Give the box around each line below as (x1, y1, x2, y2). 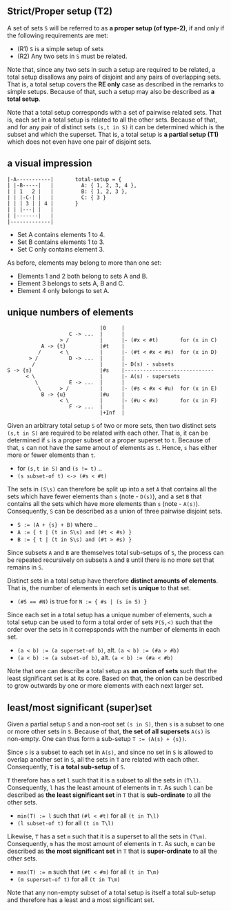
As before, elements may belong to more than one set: (7, 259, 162, 267)
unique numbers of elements (7, 307, 134, 319)
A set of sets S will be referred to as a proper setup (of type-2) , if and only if (7, 24, 225, 32)
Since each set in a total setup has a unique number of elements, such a (7, 611, 212, 619)
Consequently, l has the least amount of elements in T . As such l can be (7, 784, 213, 792)
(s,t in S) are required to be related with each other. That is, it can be (7, 429, 208, 438)
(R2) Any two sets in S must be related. (17, 52, 128, 60)
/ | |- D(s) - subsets (32, 361, 174, 368)
